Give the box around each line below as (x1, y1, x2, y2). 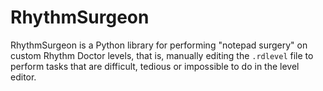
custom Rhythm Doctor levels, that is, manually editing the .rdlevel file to (10, 49, 314, 61)
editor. (10, 71, 37, 83)
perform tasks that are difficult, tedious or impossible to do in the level (10, 60, 300, 72)
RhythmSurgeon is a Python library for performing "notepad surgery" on (10, 39, 308, 51)
